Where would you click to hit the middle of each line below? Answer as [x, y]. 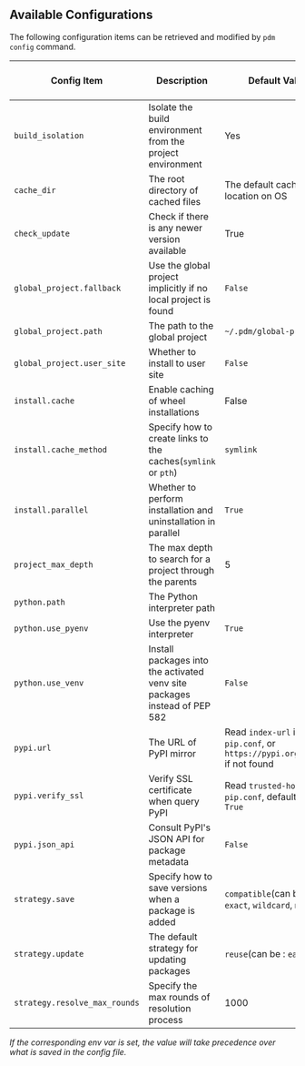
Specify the [173, 985]
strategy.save [44, 899]
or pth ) [163, 472]
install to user [177, 363]
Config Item [77, 80]
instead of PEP [180, 706]
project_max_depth [54, 564]
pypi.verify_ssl [49, 795]
